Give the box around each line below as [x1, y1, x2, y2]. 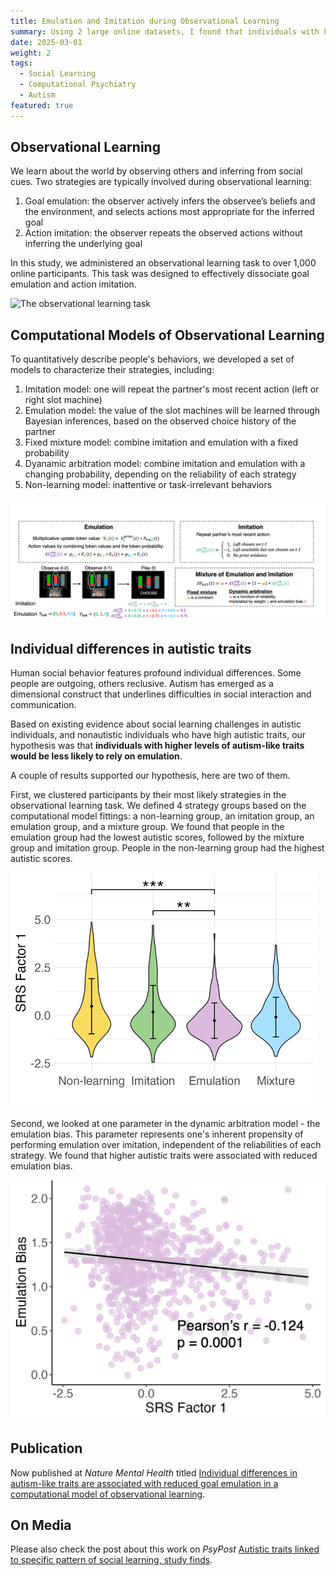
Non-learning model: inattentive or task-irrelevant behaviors [24, 479, 273, 491]
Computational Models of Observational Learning [10, 326, 325, 344]
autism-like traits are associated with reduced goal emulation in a [10, 1477, 279, 1489]
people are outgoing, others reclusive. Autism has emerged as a [10, 677, 274, 689]
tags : [10, 58, 33, 69]
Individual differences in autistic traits [10, 640, 252, 657]
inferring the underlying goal [24, 238, 143, 250]
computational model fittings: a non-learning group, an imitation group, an [10, 810, 315, 822]
